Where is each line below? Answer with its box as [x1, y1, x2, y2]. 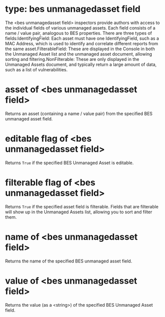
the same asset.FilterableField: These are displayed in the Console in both [5, 46, 155, 52]
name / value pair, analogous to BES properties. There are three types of [5, 30, 152, 36]
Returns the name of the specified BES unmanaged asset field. [5, 258, 132, 264]
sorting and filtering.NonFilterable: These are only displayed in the [5, 56, 139, 62]
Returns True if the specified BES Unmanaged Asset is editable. [5, 160, 134, 166]
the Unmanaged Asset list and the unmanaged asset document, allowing [5, 51, 152, 57]
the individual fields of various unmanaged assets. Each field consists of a [5, 25, 156, 30]
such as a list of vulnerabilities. [5, 66, 68, 72]
